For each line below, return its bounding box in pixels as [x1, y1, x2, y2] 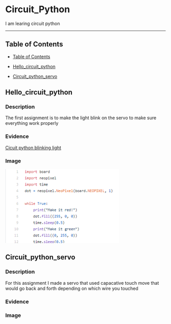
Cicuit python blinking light [5, 144, 62, 151]
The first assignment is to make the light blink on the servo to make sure [5, 115, 157, 121]
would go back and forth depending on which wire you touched [5, 285, 138, 291]
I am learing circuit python [5, 20, 60, 26]
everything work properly [5, 120, 59, 126]
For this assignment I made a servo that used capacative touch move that [5, 280, 159, 286]
